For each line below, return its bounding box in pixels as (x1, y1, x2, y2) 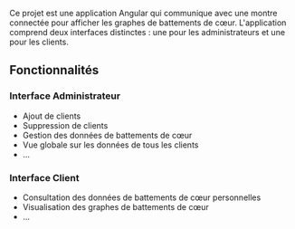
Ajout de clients (22, 110, 81, 121)
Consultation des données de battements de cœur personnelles (22, 192, 262, 203)
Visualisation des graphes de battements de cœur (22, 201, 210, 212)
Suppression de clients (22, 119, 109, 130)
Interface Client (9, 171, 80, 184)
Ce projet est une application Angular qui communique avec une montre (9, 8, 278, 18)
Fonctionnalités (9, 62, 100, 78)
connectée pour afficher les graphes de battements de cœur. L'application (9, 17, 287, 28)
